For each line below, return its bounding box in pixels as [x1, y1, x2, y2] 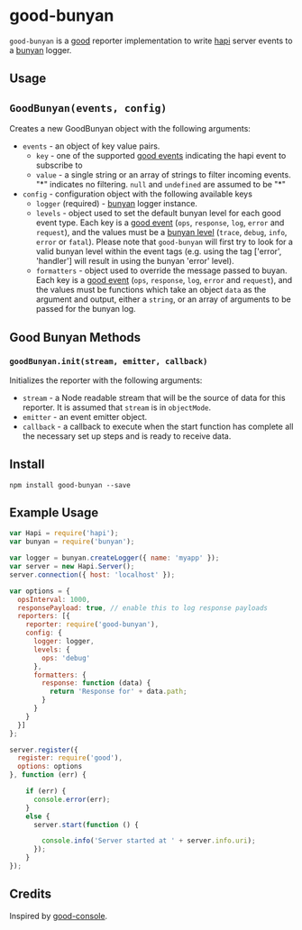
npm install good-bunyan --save [9, 480, 131, 489]
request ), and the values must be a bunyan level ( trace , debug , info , [35, 227, 288, 238]
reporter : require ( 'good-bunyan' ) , [25, 620, 160, 629]
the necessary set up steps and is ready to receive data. [22, 430, 232, 442]
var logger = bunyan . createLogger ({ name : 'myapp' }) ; [9, 553, 220, 563]
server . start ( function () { [32, 820, 140, 829]
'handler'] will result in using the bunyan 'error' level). [35, 256, 234, 267]
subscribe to [35, 160, 83, 171]
